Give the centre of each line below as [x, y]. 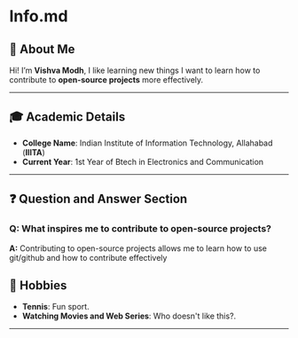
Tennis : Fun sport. [56, 307]
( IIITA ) [34, 152]
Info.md [39, 16]
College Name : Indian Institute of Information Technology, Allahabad [147, 143]
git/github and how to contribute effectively [88, 257]
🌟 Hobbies [38, 285]
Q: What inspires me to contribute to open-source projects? [141, 229]
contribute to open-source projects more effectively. [106, 80]
